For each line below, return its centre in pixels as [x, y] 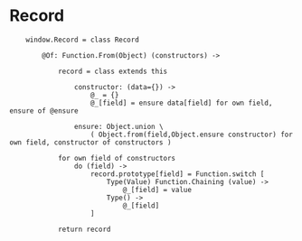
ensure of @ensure [44, 111]
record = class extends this [113, 71]
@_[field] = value [157, 190]
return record [84, 229]
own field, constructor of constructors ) [90, 142]
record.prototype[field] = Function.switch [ [177, 174]
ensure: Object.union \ [119, 126]
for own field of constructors [117, 158]
